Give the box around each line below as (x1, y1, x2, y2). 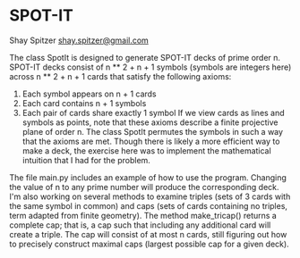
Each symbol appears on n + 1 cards (21, 88, 157, 99)
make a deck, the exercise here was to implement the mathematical (21, 145, 271, 156)
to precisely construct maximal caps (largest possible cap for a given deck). (9, 238, 289, 249)
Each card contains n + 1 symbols (21, 97, 147, 108)
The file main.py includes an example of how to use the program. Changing (9, 171, 287, 183)
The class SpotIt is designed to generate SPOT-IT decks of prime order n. (9, 52, 280, 62)
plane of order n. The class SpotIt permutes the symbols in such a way (21, 126, 284, 137)
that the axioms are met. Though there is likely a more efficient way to (21, 136, 280, 146)
